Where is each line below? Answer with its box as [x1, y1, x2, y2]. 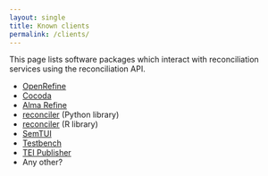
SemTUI [21, 129, 52, 139]
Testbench [21, 138, 63, 148]
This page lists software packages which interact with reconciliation [9, 54, 259, 65]
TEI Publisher [21, 147, 71, 158]
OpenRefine [21, 81, 67, 92]
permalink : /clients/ [9, 29, 90, 38]
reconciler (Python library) [21, 109, 120, 121]
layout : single [9, 13, 66, 22]
